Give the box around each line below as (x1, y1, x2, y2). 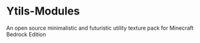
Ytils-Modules (6, 4, 80, 18)
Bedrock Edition (6, 30, 46, 38)
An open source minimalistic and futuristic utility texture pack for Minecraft (6, 24, 194, 31)
